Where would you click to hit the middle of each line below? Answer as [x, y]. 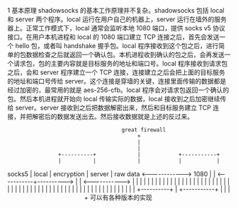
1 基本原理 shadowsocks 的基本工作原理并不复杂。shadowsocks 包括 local [116, 10]
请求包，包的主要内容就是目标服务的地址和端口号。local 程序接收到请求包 [120, 63]
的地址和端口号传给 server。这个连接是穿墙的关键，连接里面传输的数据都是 [117, 81]
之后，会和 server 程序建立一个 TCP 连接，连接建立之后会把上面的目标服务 [116, 72]
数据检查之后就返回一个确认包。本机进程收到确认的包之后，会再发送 [125, 54]
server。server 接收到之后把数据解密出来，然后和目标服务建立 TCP [113, 108]
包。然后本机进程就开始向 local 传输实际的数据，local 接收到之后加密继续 [114, 99]
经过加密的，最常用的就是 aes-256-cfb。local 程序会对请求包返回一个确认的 [118, 90]
